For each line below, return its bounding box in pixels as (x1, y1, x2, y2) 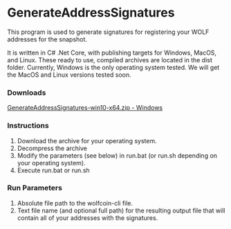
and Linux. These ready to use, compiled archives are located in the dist (7, 55, 213, 64)
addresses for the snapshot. (7, 35, 88, 43)
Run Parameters (7, 183, 62, 193)
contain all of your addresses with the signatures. (17, 213, 158, 222)
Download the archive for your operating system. (17, 136, 157, 145)
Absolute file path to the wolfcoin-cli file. (17, 199, 133, 207)
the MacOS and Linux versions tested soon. (7, 71, 131, 79)
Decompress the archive (17, 144, 88, 152)
